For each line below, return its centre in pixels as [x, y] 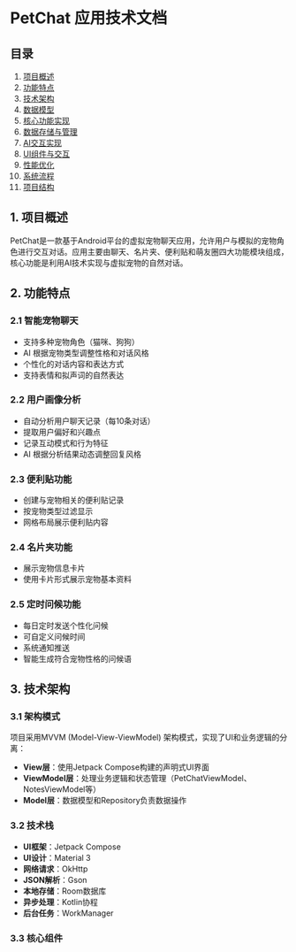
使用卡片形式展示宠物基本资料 [77, 580]
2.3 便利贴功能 [41, 479]
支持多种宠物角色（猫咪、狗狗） [81, 342]
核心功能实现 [46, 121]
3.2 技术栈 [32, 825]
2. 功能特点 [40, 293]
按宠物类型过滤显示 [58, 511]
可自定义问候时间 [54, 636]
